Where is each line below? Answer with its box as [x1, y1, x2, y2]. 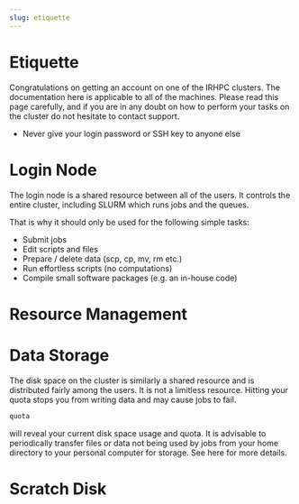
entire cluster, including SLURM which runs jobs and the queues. [9, 199, 249, 210]
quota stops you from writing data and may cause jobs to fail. [9, 394, 237, 405]
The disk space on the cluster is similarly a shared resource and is [9, 375, 255, 386]
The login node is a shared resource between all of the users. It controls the [9, 189, 291, 200]
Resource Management [9, 304, 187, 325]
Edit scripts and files [22, 243, 99, 254]
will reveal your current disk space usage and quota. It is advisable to [9, 427, 267, 438]
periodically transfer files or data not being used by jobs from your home [9, 437, 279, 448]
